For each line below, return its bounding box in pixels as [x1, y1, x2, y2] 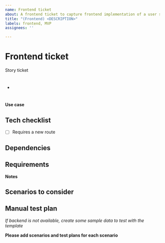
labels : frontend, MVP [5, 21, 52, 26]
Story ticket [5, 67, 28, 73]
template [5, 222, 23, 229]
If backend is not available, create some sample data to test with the [5, 217, 144, 223]
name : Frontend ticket [5, 7, 52, 12]
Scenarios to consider [5, 187, 74, 196]
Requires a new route [12, 129, 55, 135]
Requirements [5, 160, 49, 169]
